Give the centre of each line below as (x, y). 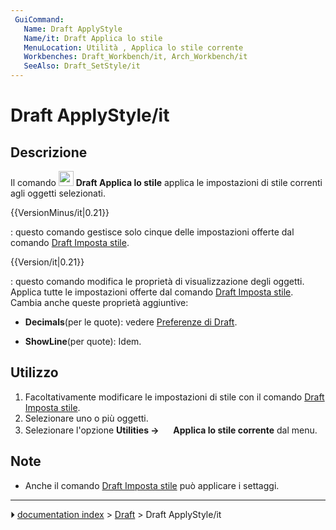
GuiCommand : (39, 19)
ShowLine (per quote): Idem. (83, 341)
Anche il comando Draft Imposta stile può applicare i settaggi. (152, 485)
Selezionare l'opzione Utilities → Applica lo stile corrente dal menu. (171, 430)
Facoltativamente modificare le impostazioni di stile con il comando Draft (174, 397)
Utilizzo (34, 372)
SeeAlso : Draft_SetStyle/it (82, 66)
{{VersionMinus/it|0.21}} (60, 212)
